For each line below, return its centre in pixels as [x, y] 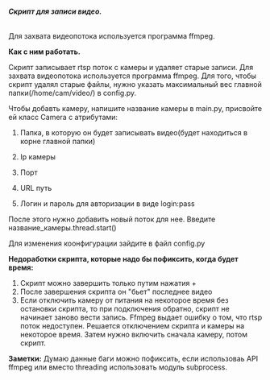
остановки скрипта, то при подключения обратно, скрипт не [125, 309]
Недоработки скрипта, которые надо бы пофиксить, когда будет [124, 259]
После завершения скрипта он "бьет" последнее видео [116, 292]
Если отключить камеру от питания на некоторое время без [124, 300]
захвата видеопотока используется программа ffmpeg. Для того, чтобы [132, 76]
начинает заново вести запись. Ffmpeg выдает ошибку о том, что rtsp [141, 317]
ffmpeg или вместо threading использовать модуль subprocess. [118, 367]
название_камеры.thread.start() [62, 228]
